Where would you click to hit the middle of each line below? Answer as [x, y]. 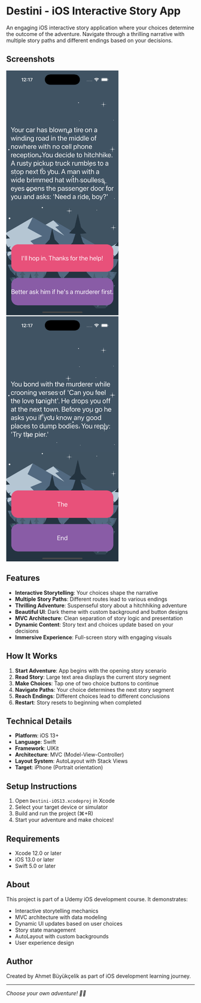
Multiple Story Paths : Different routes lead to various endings [91, 599]
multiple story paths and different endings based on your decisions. [89, 40]
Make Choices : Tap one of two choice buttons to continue [87, 683]
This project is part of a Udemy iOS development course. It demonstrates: [97, 899]
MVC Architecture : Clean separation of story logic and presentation [99, 618]
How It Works [32, 656]
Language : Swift [35, 742]
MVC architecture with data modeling [61, 917]
